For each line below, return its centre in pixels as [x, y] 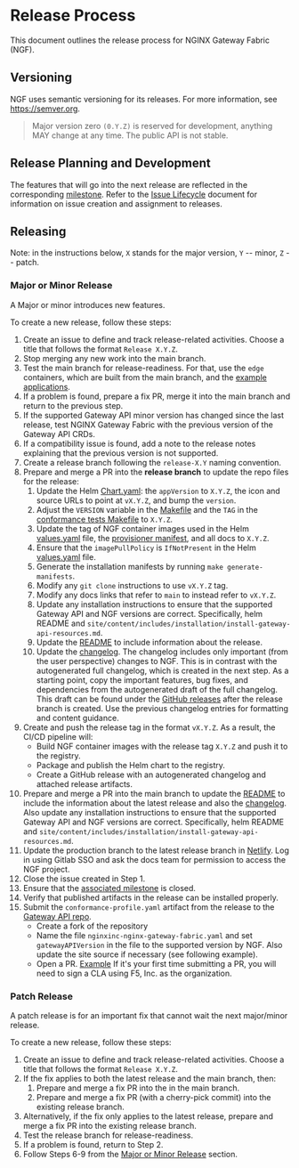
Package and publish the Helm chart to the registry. [130, 765]
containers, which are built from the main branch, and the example [145, 377]
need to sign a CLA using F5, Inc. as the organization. [134, 973]
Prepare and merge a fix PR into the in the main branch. [138, 1088]
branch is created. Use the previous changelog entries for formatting [162, 708]
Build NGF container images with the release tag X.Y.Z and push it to [162, 746]
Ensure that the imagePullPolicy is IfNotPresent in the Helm [146, 547]
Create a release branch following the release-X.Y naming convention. [152, 462]
